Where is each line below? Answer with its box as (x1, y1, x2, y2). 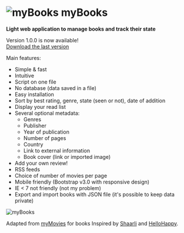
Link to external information (23, 147, 90, 154)
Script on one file (14, 78, 57, 85)
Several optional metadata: (14, 109, 80, 116)
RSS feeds (14, 165, 40, 173)
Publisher (23, 122, 47, 129)
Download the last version (6, 43, 69, 50)
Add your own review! (14, 159, 68, 167)
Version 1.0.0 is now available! (6, 36, 79, 44)
